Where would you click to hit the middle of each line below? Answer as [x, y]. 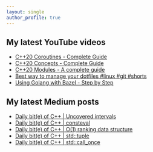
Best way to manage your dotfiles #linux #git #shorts [81, 76]
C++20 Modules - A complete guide [60, 70]
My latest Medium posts [53, 102]
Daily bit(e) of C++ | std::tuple [52, 136]
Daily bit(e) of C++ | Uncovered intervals [66, 117]
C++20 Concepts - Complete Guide [59, 63]
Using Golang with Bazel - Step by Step [64, 83]
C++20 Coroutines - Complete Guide [61, 57]
